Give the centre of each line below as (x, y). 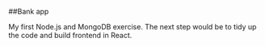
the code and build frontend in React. (70, 35)
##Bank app (29, 11)
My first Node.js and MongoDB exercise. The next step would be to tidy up (132, 27)
